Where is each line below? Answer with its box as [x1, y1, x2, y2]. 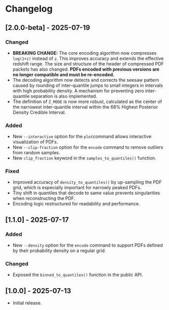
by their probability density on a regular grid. [12, 248, 106, 254]
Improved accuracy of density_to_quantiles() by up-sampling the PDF [12, 179, 162, 185]
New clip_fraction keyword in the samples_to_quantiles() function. [12, 155, 156, 161]
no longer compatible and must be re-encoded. [12, 72, 115, 78]
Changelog [5, 3, 53, 15]
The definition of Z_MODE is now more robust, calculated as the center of [12, 98, 162, 105]
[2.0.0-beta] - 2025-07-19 [5, 23, 90, 32]
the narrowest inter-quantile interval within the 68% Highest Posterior [12, 104, 158, 110]
